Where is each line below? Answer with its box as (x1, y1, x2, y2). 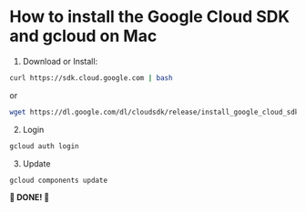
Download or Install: (22, 56, 98, 66)
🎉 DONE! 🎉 (9, 192, 50, 203)
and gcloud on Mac (9, 25, 158, 46)
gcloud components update (9, 176, 107, 185)
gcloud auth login (9, 141, 79, 151)
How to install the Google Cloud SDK (9, 6, 290, 27)
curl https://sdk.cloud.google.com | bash (9, 73, 173, 83)
